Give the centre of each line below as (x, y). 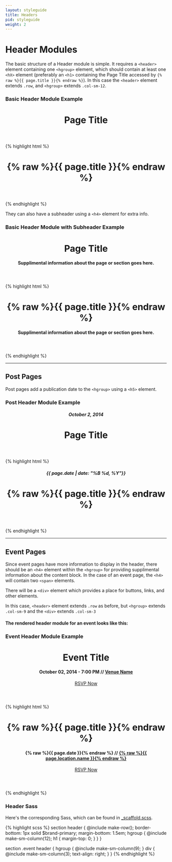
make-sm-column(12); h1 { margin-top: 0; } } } (53, 838)
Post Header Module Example (43, 402)
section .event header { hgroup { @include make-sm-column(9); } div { (80, 848)
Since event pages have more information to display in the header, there (81, 564)
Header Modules (41, 50)
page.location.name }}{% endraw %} (86, 758)
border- (143, 827)
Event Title (86, 657)
